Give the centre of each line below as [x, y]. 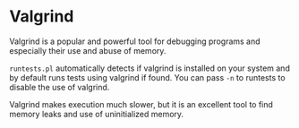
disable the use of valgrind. [60, 87]
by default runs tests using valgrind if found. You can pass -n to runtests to [147, 77]
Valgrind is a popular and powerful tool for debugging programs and [135, 41]
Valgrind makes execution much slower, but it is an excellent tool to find [141, 104]
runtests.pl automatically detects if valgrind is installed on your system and [150, 68]
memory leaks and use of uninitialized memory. [97, 114]
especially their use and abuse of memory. [88, 50]
